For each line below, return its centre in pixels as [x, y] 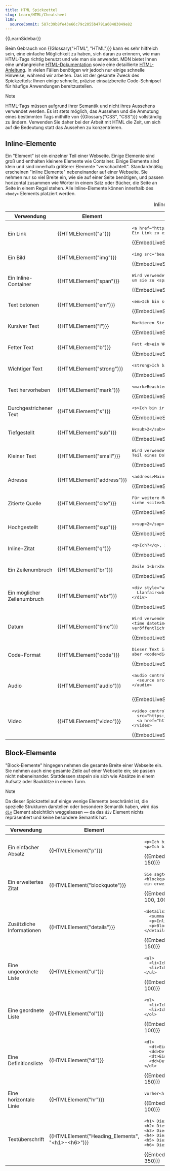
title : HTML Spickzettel [31, 10]
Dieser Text [145, 649]
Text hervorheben [29, 390]
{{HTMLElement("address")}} [92, 480]
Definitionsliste [26, 1063]
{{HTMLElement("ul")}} [76, 971]
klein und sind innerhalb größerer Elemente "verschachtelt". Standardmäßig [84, 167]
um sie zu [143, 280]
